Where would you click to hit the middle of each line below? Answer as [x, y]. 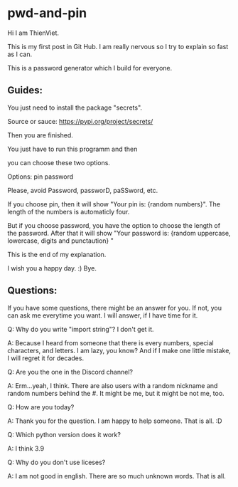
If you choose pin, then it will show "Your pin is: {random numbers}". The [114, 204]
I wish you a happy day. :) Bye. [52, 268]
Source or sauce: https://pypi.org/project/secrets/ [80, 121]
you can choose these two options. [59, 162]
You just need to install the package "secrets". [75, 108]
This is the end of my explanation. [57, 254]
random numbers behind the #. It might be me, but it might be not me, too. [116, 393]
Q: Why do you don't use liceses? [56, 462]
